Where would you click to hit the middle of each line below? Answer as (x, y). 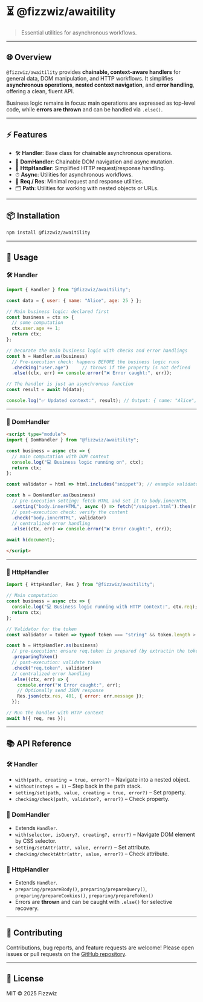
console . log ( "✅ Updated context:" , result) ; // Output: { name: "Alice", (102, 401)
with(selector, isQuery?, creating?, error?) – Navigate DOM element (105, 834)
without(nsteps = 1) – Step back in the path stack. (78, 786)
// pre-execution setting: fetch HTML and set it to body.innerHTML (100, 501)
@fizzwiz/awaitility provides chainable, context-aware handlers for (94, 72)
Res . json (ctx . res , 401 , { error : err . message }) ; (81, 696)
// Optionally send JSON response (60, 691)
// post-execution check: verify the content (70, 512)
